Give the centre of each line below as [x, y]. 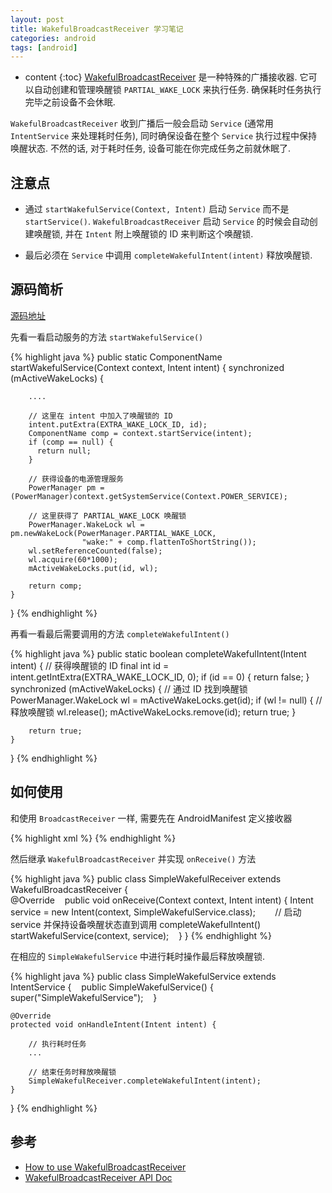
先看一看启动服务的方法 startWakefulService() [107, 337]
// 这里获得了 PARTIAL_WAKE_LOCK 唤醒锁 [107, 516]
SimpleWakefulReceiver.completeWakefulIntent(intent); [145, 1081]
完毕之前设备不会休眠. [70, 102]
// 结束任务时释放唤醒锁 [72, 1072]
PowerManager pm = [66, 487]
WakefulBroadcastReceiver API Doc [98, 1177]
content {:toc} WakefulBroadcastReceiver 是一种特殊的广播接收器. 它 [166, 77]
